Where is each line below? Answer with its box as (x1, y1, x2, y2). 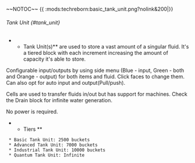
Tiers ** (23, 126, 43, 133)
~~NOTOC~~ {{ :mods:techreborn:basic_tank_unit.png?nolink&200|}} (6, 6, 173, 12)
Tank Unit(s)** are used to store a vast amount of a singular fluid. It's (23, 43, 189, 50)
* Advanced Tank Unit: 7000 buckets (8, 142, 98, 148)
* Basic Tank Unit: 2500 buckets (8, 137, 90, 143)
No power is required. (6, 108, 58, 115)
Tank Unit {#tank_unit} (6, 19, 60, 26)
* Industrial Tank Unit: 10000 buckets (8, 147, 106, 153)
